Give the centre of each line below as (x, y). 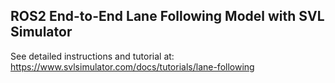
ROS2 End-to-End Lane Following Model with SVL (167, 16)
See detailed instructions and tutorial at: (92, 56)
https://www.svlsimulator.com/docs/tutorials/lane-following (132, 66)
